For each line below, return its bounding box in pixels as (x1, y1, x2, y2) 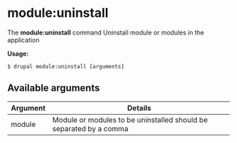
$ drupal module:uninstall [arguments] (7, 63, 125, 70)
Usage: (7, 49, 30, 58)
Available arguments (7, 82, 100, 94)
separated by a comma (52, 123, 129, 133)
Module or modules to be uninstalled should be (52, 115, 208, 125)
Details (127, 103, 152, 113)
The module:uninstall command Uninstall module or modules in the (7, 28, 205, 37)
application (7, 35, 40, 44)
